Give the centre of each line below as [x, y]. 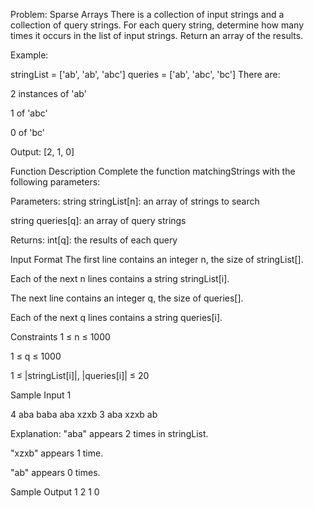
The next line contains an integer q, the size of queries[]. [127, 298]
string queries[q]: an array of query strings [98, 220]
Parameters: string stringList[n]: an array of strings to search [135, 201]
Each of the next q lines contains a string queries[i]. [116, 317]
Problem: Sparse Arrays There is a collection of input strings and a [147, 14]
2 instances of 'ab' [48, 93]
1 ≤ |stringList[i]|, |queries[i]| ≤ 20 [80, 375]
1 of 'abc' [29, 113]
